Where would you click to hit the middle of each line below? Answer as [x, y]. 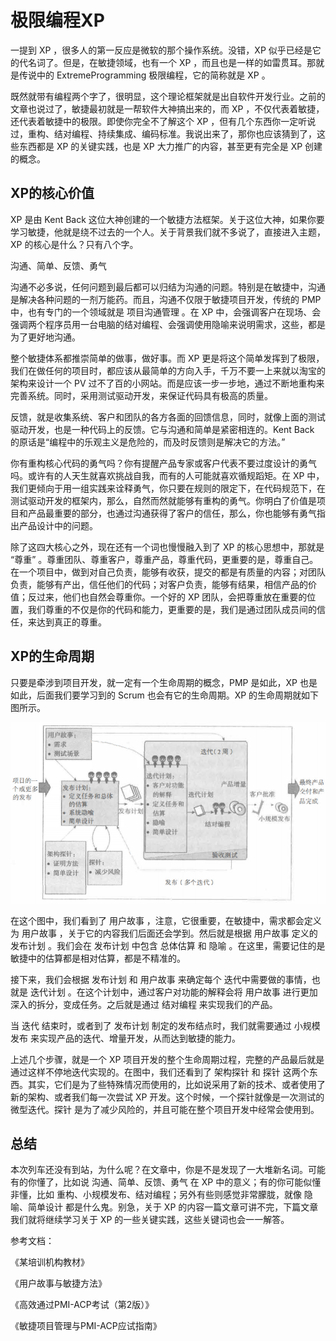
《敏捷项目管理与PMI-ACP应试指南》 [86, 1326]
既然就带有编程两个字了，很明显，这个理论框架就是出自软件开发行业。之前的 [168, 96]
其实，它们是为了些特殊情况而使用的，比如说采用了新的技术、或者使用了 [176, 1084]
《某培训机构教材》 [50, 1262]
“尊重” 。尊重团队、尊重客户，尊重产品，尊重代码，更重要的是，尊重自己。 [164, 559]
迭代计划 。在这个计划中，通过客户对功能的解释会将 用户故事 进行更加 [173, 992]
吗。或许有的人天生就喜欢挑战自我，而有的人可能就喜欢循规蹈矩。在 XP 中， [167, 475]
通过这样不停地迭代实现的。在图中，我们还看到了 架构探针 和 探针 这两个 [160, 1072]
